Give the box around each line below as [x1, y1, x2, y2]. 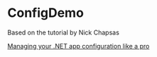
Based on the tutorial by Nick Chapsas [7, 28, 119, 37]
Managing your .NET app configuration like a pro [7, 42, 150, 50]
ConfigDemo [7, 5, 84, 21]
